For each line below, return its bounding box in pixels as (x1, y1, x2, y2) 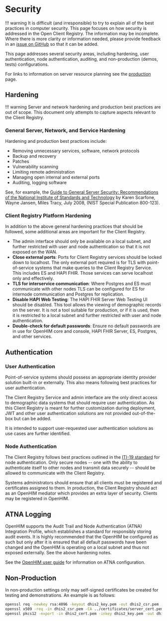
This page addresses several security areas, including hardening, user (5, 51, 149, 57)
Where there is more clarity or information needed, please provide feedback (5, 36, 161, 42)
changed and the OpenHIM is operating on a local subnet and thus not (5, 544, 149, 550)
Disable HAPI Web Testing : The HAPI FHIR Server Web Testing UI (12, 297, 148, 303)
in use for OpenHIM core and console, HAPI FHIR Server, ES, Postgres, (12, 328, 158, 334)
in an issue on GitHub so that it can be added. (5, 41, 98, 47)
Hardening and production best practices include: (5, 138, 107, 144)
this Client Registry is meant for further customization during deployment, (5, 405, 156, 411)
